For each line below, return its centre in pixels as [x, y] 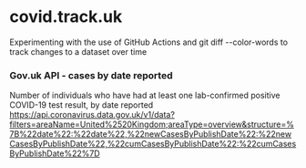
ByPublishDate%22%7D [55, 153]
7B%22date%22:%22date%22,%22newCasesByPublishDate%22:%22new [151, 134]
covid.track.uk [66, 17]
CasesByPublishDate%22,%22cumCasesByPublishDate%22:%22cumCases [153, 144]
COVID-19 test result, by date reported [82, 105]
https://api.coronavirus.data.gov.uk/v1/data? [92, 115]
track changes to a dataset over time [78, 51]
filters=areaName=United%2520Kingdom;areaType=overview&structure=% [152, 124]
